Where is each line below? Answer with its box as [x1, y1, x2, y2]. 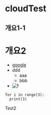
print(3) [9, 96, 27, 101]
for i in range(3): [5, 92, 45, 97]
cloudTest [5, 3, 47, 14]
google [12, 62, 27, 68]
